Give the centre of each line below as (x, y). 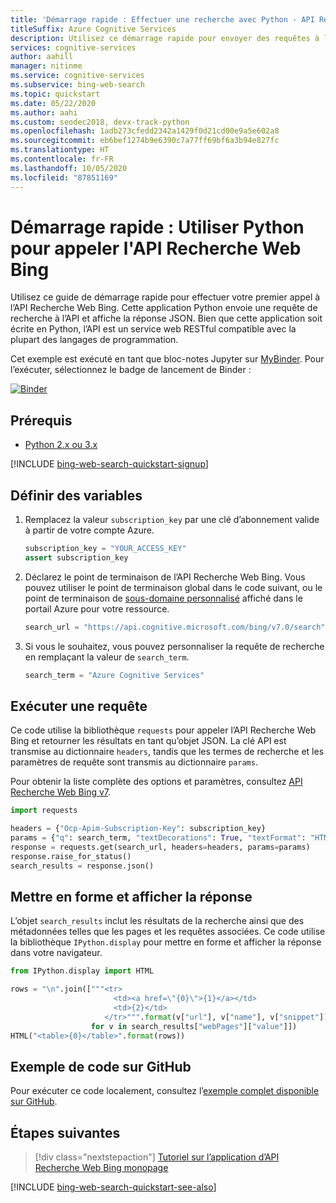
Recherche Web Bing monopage (101, 1168)
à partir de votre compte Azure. (89, 530)
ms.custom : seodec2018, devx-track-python (100, 122)
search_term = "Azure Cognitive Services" (114, 675)
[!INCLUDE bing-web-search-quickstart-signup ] (109, 464)
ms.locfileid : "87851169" (64, 177)
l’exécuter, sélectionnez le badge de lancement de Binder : (131, 370)
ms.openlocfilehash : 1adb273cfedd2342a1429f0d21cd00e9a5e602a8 (145, 131)
